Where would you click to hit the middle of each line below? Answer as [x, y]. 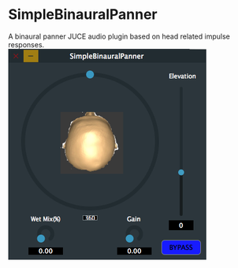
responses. [26, 44]
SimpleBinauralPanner [83, 15]
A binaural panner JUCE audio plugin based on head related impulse [119, 36]
